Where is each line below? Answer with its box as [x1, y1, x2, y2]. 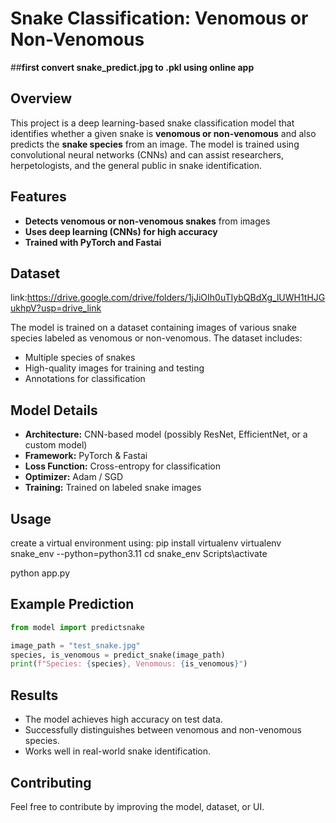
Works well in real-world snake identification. [24, 745, 212, 757]
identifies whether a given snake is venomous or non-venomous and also [10, 127, 317, 139]
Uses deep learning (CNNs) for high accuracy [24, 225, 218, 237]
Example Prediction [10, 596, 135, 613]
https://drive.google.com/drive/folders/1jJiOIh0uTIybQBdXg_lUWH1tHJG [26, 292, 326, 304]
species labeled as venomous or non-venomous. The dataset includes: [10, 332, 303, 344]
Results [10, 687, 59, 704]
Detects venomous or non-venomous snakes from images [24, 215, 271, 227]
